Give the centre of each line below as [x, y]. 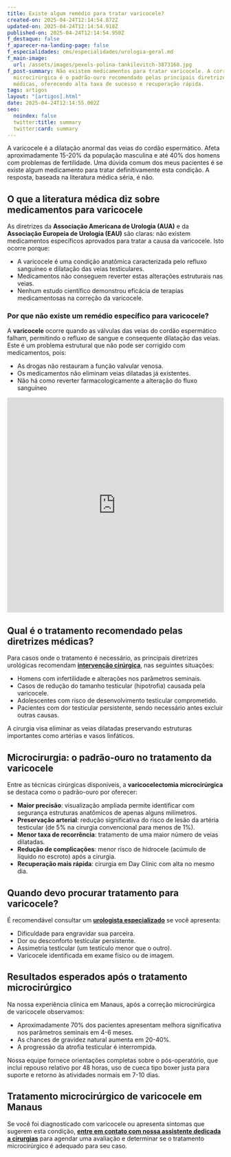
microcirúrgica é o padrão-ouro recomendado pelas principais [104, 77]
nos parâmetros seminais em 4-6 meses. [75, 1032]
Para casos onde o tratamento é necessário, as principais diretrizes [102, 658]
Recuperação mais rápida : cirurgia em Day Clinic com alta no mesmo [116, 864]
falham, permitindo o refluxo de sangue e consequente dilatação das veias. [114, 338]
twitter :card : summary [46, 129]
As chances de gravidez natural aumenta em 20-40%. [94, 1039]
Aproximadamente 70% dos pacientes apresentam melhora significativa [119, 1025]
